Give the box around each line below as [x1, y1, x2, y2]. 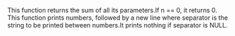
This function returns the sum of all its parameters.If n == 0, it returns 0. [7, 6, 218, 14]
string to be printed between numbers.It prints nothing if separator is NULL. [7, 21, 229, 29]
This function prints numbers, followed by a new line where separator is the [7, 13, 229, 22]
